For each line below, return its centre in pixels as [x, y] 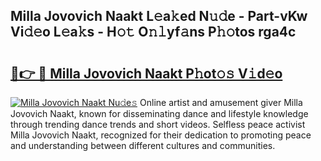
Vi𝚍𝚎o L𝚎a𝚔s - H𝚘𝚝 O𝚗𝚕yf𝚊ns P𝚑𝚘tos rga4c [153, 32]
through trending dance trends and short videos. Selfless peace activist [158, 124]
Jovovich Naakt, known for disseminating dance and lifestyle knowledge [159, 113]
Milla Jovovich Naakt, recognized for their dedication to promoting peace [161, 135]
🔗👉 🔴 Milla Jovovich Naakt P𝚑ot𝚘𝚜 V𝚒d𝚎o [146, 73]
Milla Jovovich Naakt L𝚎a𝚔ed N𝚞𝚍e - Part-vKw [159, 16]
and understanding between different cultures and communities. [143, 145]
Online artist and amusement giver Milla [221, 102]
